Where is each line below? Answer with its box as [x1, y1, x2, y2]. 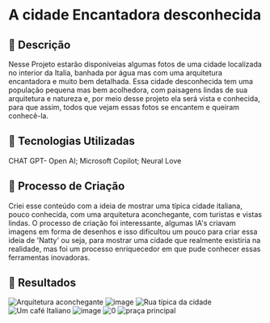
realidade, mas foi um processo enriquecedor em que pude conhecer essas [8, 244, 261, 253]
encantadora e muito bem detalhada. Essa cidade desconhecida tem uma [8, 77, 253, 86]
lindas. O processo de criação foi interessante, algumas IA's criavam [8, 218, 236, 227]
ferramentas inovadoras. [8, 253, 91, 262]
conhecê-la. [8, 111, 49, 121]
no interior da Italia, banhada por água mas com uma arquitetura [8, 68, 222, 78]
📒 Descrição [8, 38, 71, 52]
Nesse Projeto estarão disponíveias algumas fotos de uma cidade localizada [8, 59, 263, 69]
